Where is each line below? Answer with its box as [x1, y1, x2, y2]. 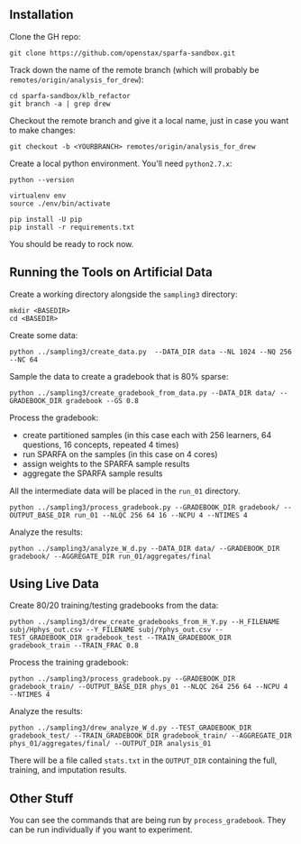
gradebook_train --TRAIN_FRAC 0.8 [9, 641, 140, 650]
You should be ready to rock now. [9, 238, 134, 249]
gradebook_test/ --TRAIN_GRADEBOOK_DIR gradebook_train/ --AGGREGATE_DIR [9, 731, 293, 740]
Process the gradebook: [9, 412, 99, 423]
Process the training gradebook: [9, 657, 129, 668]
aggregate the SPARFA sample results [22, 468, 164, 479]
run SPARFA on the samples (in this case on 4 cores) [22, 448, 218, 459]
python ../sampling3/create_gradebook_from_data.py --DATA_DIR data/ [9, 388, 277, 398]
